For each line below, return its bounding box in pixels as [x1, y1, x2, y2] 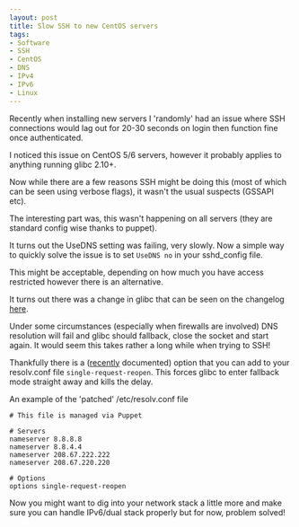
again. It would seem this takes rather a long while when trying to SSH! [9, 339, 271, 350]
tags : [9, 30, 30, 39]
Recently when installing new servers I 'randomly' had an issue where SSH [9, 113, 286, 124]
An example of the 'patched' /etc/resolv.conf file [9, 393, 189, 404]
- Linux [9, 88, 39, 97]
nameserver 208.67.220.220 [9, 458, 110, 467]
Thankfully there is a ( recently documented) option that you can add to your [9, 356, 290, 368]
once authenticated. [9, 132, 84, 143]
